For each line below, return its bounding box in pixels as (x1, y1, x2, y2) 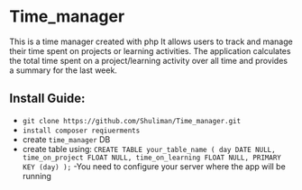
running (22, 170, 52, 181)
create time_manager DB (22, 133, 111, 145)
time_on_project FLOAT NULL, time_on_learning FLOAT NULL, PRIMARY (22, 153, 281, 162)
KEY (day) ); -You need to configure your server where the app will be (22, 160, 286, 172)
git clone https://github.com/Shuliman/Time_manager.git (22, 116, 242, 125)
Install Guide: (9, 91, 86, 106)
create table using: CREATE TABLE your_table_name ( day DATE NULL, (22, 143, 277, 154)
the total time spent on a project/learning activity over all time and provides (9, 55, 288, 66)
